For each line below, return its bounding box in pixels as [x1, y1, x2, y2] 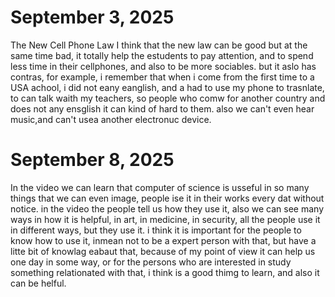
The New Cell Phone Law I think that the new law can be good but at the [10, 39, 308, 51]
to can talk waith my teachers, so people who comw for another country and [10, 92, 326, 104]
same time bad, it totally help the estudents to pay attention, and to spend [10, 49, 314, 61]
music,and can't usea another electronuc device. [10, 113, 212, 125]
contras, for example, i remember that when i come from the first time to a [10, 71, 315, 83]
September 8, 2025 [10, 149, 175, 171]
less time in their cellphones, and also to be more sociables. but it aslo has [10, 60, 317, 72]
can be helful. [10, 277, 67, 289]
